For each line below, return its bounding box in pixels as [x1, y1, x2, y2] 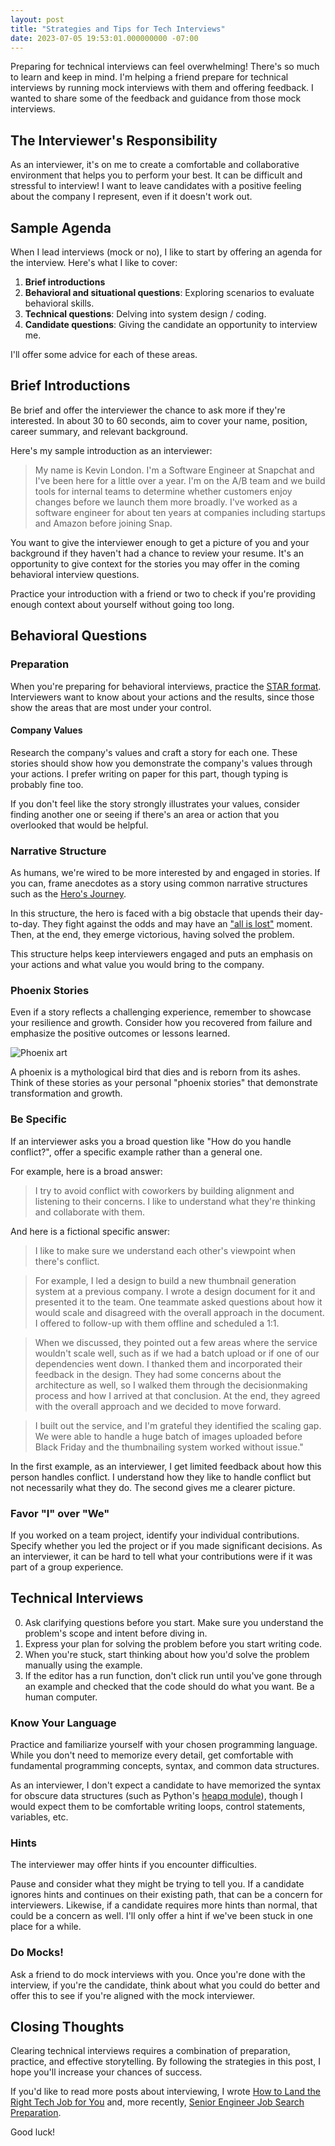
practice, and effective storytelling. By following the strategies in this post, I [10, 2056, 321, 2068]
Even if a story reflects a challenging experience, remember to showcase [10, 1006, 312, 1018]
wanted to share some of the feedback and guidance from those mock [10, 92, 302, 105]
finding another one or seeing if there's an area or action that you [10, 808, 280, 820]
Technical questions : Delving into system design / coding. [24, 308, 267, 320]
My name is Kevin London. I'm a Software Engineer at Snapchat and [34, 464, 315, 476]
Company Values [10, 724, 83, 736]
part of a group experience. [10, 1561, 124, 1573]
